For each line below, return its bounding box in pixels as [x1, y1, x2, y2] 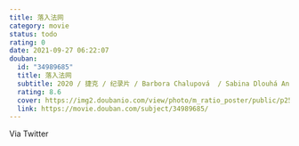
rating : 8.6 [17, 87, 62, 96]
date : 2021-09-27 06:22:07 [9, 46, 109, 55]
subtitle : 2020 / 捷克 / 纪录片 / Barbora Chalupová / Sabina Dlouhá [17, 79, 278, 88]
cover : [17, 95, 42, 105]
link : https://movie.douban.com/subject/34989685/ [17, 104, 209, 113]
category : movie [9, 21, 69, 30]
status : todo [9, 29, 58, 38]
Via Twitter [9, 128, 49, 139]
